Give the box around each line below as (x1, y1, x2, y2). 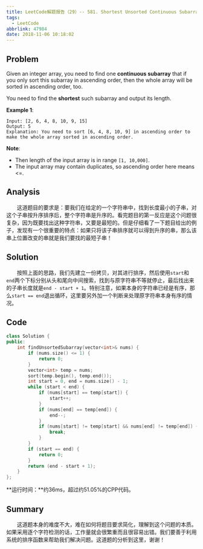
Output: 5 (6, 123, 31, 129)
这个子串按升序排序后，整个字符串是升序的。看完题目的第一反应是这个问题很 (6, 211, 197, 218)
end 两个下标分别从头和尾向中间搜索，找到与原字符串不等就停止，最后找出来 (6, 277, 195, 284)
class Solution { (6, 333, 50, 340)
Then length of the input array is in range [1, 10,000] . (14, 156, 150, 164)
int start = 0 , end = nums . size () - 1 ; (28, 379, 129, 385)
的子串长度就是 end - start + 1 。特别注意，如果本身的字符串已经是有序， (6, 284, 190, 291)
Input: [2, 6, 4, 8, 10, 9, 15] (6, 118, 88, 124)
